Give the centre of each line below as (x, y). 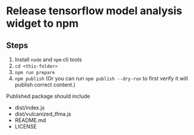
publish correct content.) (45, 85)
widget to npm (42, 23)
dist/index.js (30, 107)
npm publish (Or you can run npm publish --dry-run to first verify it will (101, 78)
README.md (30, 120)
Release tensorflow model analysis (94, 11)
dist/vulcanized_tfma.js (43, 114)
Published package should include (48, 96)
